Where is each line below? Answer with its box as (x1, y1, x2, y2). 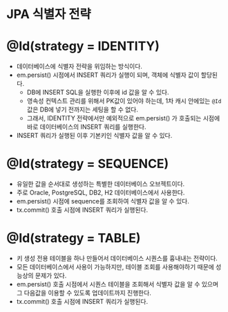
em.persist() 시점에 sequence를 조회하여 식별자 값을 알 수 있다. (16, 197, 189, 205)
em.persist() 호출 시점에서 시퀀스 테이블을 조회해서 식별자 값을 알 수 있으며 (16, 280, 219, 288)
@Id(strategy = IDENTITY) (6, 39, 160, 54)
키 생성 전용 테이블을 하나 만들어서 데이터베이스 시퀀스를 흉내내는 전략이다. (16, 254, 218, 262)
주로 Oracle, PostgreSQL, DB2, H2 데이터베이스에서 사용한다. (16, 188, 185, 197)
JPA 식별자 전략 (6, 6, 91, 22)
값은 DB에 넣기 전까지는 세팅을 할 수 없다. (26, 105, 139, 114)
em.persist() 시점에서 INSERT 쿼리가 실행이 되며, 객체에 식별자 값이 (16, 71, 200, 80)
